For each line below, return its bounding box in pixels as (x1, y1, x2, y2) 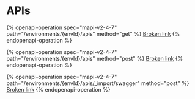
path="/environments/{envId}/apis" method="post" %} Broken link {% (6, 55, 183, 62)
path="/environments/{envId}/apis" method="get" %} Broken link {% (6, 30, 180, 37)
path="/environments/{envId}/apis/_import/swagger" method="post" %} (6, 80, 189, 87)
